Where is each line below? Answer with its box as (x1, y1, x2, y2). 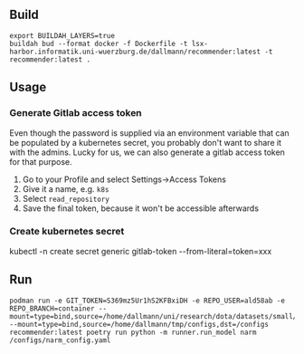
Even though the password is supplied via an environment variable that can (9, 127, 290, 139)
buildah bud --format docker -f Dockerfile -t (9, 39, 188, 48)
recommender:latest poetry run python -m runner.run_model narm (9, 328, 257, 337)
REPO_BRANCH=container (9, 303, 95, 313)
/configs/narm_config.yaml (9, 335, 111, 345)
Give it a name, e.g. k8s (22, 183, 109, 194)
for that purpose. (9, 156, 72, 167)
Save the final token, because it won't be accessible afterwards (22, 203, 260, 214)
